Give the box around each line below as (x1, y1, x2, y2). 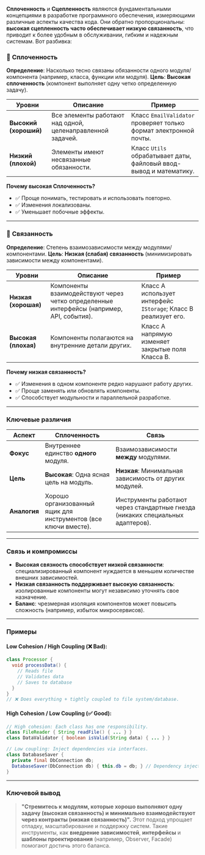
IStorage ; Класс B (141, 304, 193, 313)
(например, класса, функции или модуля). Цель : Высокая (39, 73, 191, 81)
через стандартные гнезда (115, 503, 196, 511)
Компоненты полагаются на (50, 333, 134, 342)
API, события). (50, 312, 93, 320)
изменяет (141, 337, 170, 346)
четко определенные (50, 297, 113, 305)
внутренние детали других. (50, 341, 132, 349)
